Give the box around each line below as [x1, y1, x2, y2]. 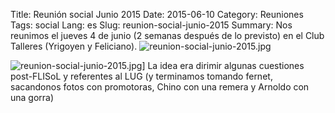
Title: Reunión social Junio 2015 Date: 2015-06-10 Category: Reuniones [10, 9, 304, 20]
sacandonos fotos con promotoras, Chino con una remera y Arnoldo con [10, 81, 310, 93]
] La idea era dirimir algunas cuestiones [141, 60, 305, 71]
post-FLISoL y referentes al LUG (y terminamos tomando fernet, [10, 70, 273, 82]
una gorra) [10, 92, 55, 103]
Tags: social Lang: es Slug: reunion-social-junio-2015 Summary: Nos [10, 19, 293, 31]
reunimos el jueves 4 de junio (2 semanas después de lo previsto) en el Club [10, 30, 325, 41]
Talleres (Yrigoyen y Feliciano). [10, 40, 138, 52]
